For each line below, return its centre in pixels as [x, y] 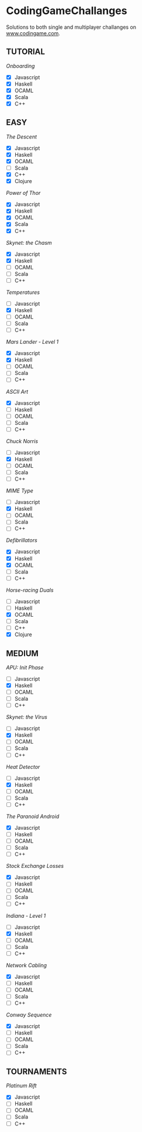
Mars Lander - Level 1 [32, 342]
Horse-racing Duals [30, 590]
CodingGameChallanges [67, 11]
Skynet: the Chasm [29, 242]
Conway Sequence [29, 1015]
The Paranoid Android [33, 816]
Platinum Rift [21, 1086]
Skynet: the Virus [27, 717]
